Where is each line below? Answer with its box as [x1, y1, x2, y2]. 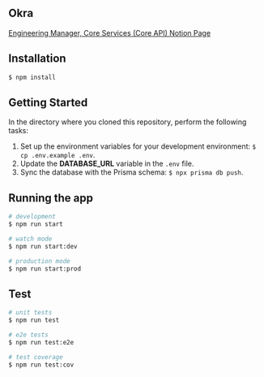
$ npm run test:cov [8, 361, 75, 369]
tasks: [8, 126, 29, 136]
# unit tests [8, 309, 53, 317]
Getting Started [8, 95, 88, 109]
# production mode [8, 257, 70, 265]
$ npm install [8, 73, 57, 81]
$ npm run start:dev [8, 242, 79, 250]
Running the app [8, 191, 93, 205]
